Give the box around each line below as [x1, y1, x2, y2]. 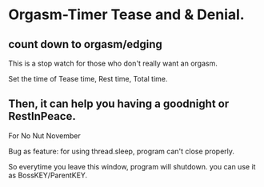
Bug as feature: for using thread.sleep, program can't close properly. [8, 146, 234, 156]
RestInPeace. [8, 109, 76, 123]
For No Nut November [8, 130, 82, 141]
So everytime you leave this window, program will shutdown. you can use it [8, 161, 256, 171]
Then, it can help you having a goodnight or [8, 97, 230, 111]
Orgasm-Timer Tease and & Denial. [8, 6, 246, 24]
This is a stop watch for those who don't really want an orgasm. [8, 58, 218, 68]
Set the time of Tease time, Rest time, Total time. [8, 74, 168, 83]
